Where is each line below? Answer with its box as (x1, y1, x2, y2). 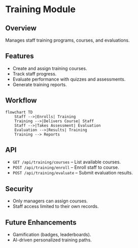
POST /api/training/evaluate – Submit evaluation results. (12, 170, 133, 176)
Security (5, 184, 33, 193)
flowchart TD (5, 110, 33, 115)
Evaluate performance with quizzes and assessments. (12, 76, 126, 82)
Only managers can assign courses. (12, 198, 88, 204)
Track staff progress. (12, 70, 57, 77)
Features (5, 52, 34, 60)
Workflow (5, 96, 37, 105)
